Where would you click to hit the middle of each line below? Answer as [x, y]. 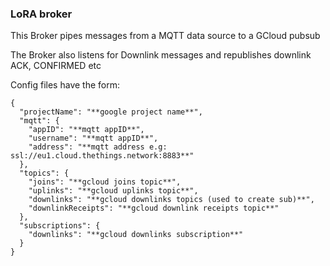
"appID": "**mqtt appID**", [86, 130]
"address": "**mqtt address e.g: [98, 147]
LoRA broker [41, 14]
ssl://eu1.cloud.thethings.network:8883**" [102, 156]
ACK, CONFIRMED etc [56, 66]
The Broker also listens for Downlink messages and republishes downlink [161, 55]
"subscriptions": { [60, 226]
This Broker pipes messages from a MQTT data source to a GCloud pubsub [165, 36]
